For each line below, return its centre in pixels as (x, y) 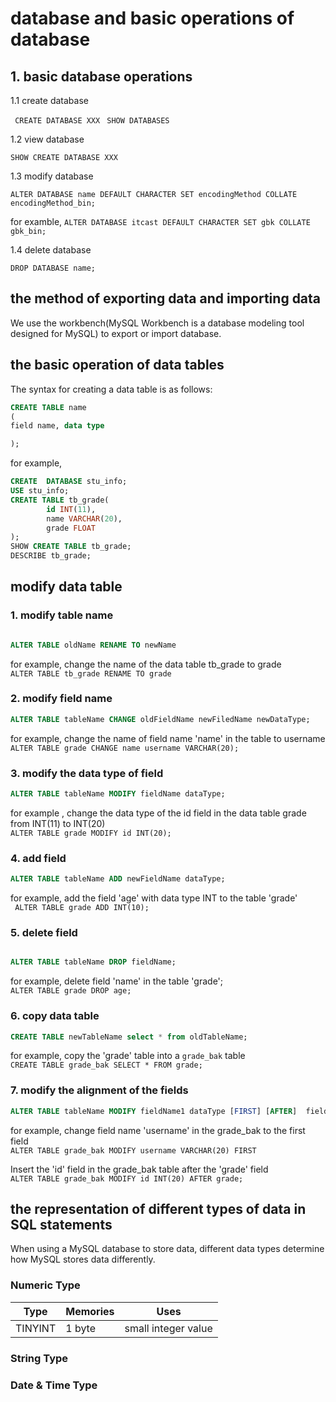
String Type (39, 1358)
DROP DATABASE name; (53, 268)
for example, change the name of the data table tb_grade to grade (146, 664)
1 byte (81, 1328)
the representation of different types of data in (158, 1208)
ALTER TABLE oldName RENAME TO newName (93, 645)
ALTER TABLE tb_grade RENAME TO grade (91, 673)
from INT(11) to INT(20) (58, 823)
